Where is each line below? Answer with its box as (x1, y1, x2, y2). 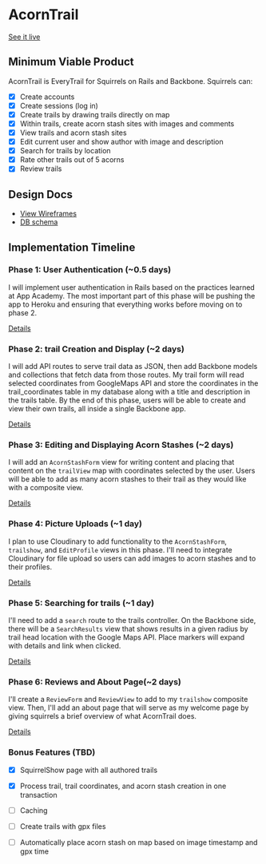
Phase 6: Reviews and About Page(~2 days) (8, 676, 181, 688)
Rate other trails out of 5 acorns (19, 155, 125, 164)
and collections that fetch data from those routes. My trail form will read (8, 370, 245, 380)
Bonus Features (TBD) (8, 747, 96, 758)
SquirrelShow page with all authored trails (19, 765, 158, 775)
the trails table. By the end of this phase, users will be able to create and (8, 395, 246, 405)
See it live (8, 32, 41, 42)
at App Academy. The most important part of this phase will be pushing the (8, 291, 256, 300)
